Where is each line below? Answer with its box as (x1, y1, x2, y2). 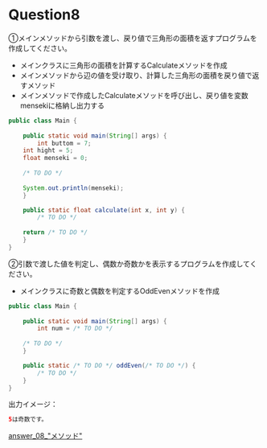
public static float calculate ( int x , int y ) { (23, 206, 185, 214)
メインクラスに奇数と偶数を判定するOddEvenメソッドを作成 (19, 286, 220, 295)
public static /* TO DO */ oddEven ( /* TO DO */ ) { (23, 361, 196, 369)
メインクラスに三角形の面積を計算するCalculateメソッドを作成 (19, 60, 228, 70)
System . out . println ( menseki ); (23, 183, 125, 192)
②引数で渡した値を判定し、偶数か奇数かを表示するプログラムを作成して (8, 259, 251, 269)
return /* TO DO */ (23, 228, 88, 236)
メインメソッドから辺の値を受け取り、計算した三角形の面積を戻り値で (19, 70, 253, 80)
